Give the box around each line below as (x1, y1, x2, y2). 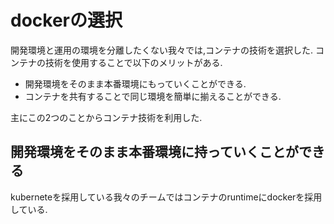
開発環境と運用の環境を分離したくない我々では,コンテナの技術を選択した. (10, 44, 314, 56)
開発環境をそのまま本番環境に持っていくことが (10, 144, 299, 161)
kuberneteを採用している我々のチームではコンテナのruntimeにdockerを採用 (10, 191, 323, 203)
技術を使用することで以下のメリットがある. (44, 56, 223, 68)
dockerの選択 (10, 9, 123, 32)
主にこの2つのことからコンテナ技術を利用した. (10, 111, 203, 123)
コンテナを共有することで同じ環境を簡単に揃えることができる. (24, 90, 282, 102)
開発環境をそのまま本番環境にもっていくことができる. (24, 77, 247, 90)
